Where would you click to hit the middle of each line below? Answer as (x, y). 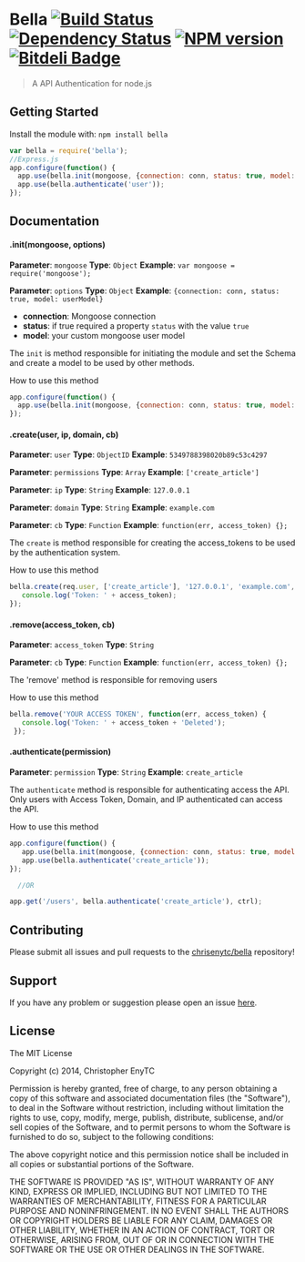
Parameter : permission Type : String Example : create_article (126, 772)
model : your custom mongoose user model (103, 335)
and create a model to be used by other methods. (102, 362)
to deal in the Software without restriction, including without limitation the (147, 1107)
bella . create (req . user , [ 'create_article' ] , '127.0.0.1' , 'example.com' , (152, 587)
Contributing (46, 930)
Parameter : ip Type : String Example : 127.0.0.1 (100, 490)
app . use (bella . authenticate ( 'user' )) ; (91, 185)
